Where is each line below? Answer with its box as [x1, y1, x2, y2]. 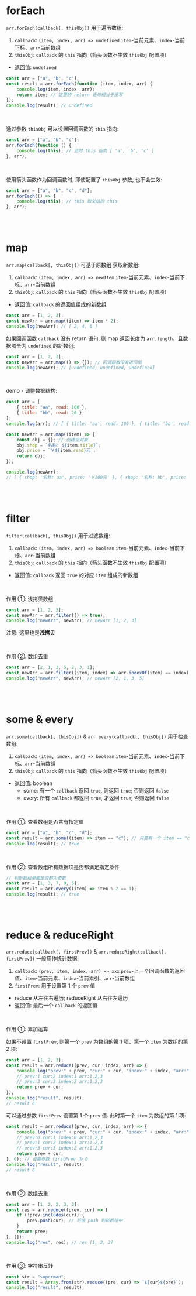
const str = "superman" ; [6, 1274, 66, 1280]
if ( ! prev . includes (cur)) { [16, 1212, 85, 1218]
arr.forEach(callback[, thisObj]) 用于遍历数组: [6, 24, 124, 31]
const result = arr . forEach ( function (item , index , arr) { [6, 81, 153, 87]
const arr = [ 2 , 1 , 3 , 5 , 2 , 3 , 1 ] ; [6, 664, 95, 671]
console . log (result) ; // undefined [6, 102, 93, 109]
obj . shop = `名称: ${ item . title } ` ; [16, 442, 101, 448]
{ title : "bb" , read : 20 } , [16, 410, 85, 416]
